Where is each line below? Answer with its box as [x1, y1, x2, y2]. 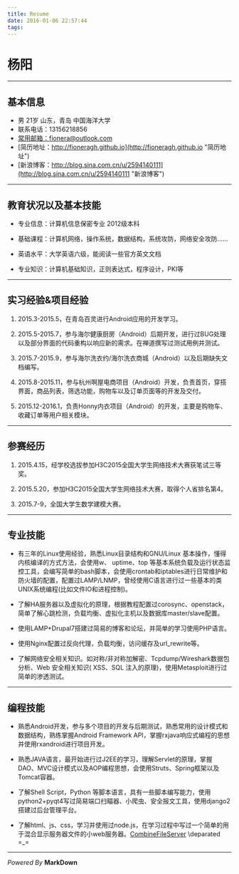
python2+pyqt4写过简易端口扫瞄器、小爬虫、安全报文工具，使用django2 [17, 797, 230, 806]
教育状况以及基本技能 [7, 199, 101, 211]
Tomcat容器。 [17, 773, 59, 781]
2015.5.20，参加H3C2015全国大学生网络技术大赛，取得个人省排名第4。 [17, 484, 228, 493]
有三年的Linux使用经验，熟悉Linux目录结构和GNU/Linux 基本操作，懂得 [17, 549, 226, 558]
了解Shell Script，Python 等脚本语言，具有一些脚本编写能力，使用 [17, 788, 211, 796]
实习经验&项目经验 [7, 294, 89, 306]
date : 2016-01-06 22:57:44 [7, 17, 87, 24]
